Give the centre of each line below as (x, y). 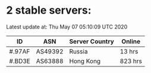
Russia (78, 51)
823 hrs (131, 61)
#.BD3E (20, 61)
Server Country (92, 41)
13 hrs (129, 51)
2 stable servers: (49, 10)
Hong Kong (85, 61)
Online (131, 41)
